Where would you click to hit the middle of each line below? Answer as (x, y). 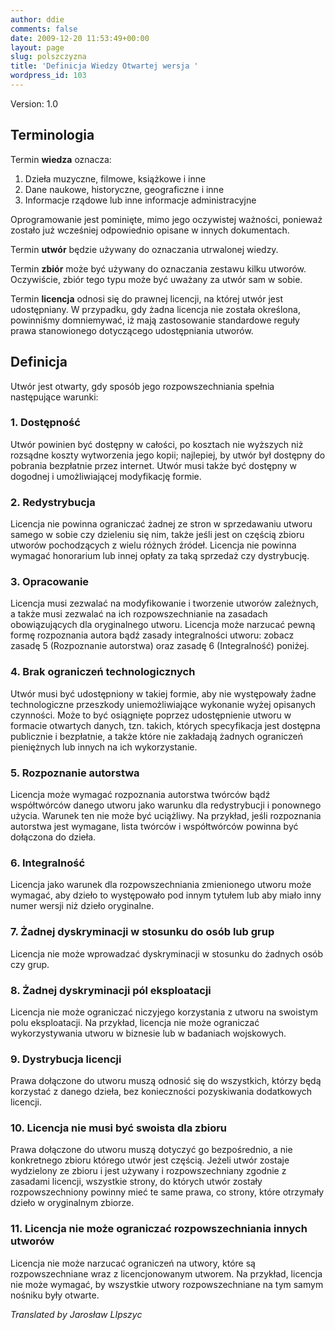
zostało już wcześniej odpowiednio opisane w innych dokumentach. (150, 230)
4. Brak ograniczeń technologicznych (103, 672)
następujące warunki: (54, 397)
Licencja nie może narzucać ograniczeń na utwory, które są (133, 1263)
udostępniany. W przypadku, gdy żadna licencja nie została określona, (155, 309)
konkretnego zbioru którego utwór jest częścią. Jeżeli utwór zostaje (150, 1160)
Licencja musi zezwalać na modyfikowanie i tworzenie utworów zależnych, (164, 603)
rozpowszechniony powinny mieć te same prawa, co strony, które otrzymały (167, 1192)
